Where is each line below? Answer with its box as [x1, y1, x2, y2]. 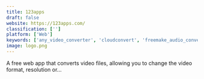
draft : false [6, 15, 39, 21]
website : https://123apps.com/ [6, 20, 86, 26]
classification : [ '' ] [6, 26, 61, 32]
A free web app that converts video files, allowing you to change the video [6, 59, 192, 67]
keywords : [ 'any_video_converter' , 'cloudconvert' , [6, 37, 140, 43]
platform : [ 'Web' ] [6, 32, 53, 38]
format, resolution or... [6, 66, 62, 73]
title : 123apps [6, 9, 45, 15]
